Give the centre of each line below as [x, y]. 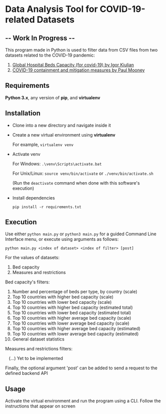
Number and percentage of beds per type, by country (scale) [75, 292]
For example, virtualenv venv [43, 144]
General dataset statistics [38, 339]
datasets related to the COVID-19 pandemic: [50, 55]
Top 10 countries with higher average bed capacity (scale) [72, 318]
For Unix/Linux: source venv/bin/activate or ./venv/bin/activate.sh [83, 173]
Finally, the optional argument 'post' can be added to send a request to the [81, 368]
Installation [23, 113]
